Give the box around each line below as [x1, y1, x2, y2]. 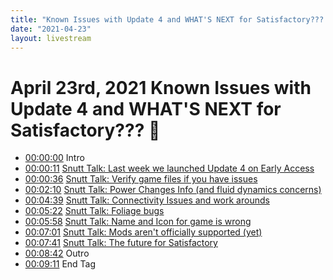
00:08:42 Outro [24, 247, 90, 260]
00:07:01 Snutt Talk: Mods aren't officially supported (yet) [24, 226, 263, 238]
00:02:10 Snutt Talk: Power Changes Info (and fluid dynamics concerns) [24, 184, 322, 196]
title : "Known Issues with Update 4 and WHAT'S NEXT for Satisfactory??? [10, 14, 325, 25]
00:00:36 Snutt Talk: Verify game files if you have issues [24, 173, 258, 185]
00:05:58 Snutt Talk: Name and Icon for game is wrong [24, 216, 252, 228]
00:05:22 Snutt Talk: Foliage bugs [24, 205, 165, 217]
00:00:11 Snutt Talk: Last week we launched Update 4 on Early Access [24, 162, 315, 175]
